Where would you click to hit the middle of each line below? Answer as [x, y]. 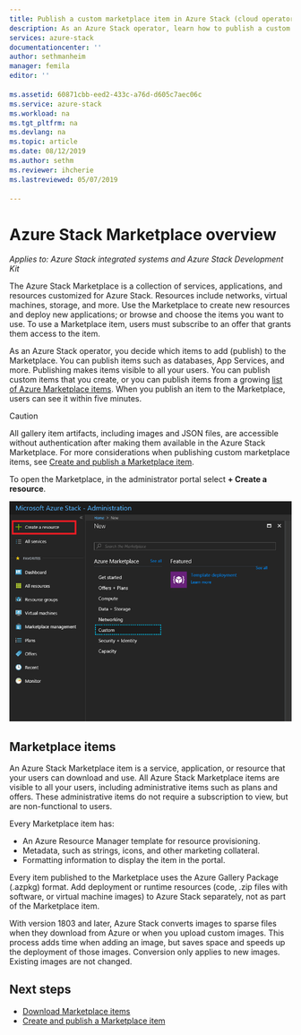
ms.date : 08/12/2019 [48, 151]
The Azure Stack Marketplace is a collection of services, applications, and [146, 286]
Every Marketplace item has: [62, 824]
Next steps [40, 990]
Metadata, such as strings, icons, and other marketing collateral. [141, 850]
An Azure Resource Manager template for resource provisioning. [141, 841]
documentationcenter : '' [56, 47]
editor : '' [30, 76]
